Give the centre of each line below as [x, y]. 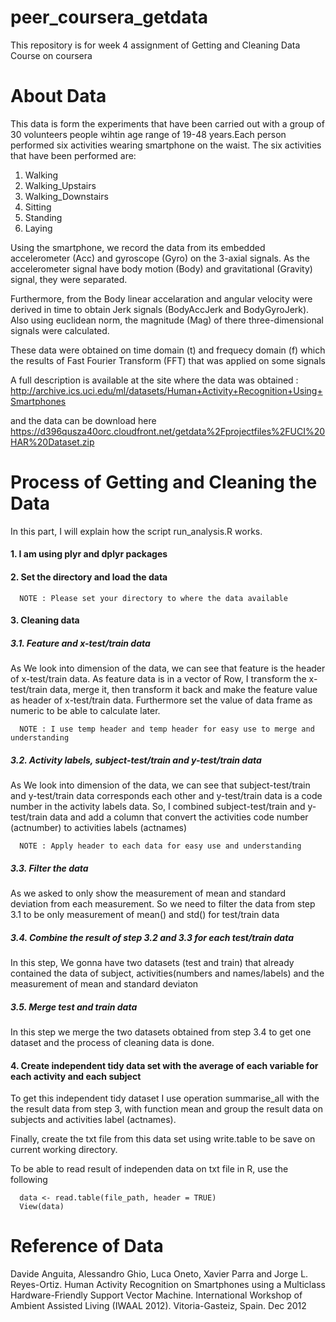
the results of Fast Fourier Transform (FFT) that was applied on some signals [168, 360]
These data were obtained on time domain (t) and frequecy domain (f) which [168, 350]
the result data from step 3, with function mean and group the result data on [166, 1109]
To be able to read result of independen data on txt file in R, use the [149, 1169]
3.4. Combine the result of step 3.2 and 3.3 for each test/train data [152, 937]
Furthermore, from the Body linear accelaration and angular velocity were [161, 298]
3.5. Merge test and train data [74, 1007]
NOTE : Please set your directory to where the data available [153, 598]
